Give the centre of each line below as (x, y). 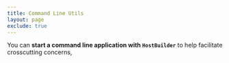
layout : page (26, 20)
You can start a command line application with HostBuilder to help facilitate (115, 45)
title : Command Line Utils (45, 13)
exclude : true (27, 26)
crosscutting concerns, (40, 52)
